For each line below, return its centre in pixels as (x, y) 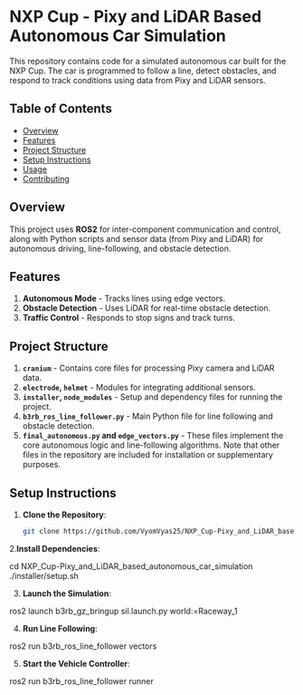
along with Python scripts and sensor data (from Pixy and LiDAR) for (137, 238)
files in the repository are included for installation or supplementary (148, 455)
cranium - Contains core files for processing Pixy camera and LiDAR (148, 368)
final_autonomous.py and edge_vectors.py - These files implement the (153, 436)
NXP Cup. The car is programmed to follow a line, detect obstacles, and (143, 71)
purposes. (42, 465)
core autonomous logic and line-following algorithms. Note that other (151, 445)
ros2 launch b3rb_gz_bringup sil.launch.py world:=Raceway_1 (123, 611)
